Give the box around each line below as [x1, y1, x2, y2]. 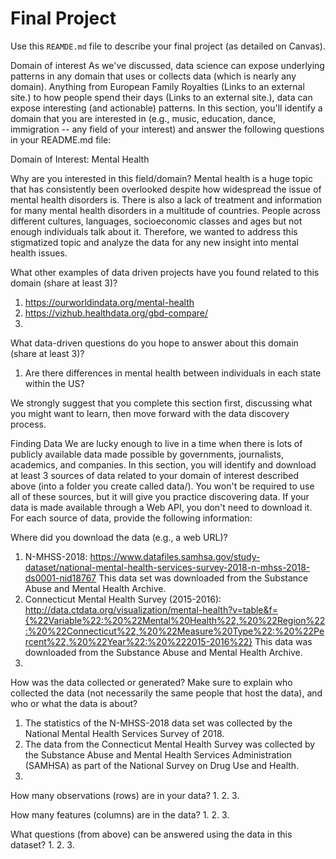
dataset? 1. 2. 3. [10, 838, 75, 851]
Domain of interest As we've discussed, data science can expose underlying [10, 59, 325, 71]
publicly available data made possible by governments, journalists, [10, 448, 284, 460]
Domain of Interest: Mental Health [10, 153, 150, 165]
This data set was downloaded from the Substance [98, 572, 309, 584]
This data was [254, 635, 313, 647]
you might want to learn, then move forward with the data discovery [10, 407, 290, 419]
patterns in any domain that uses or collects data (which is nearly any [10, 70, 297, 82]
